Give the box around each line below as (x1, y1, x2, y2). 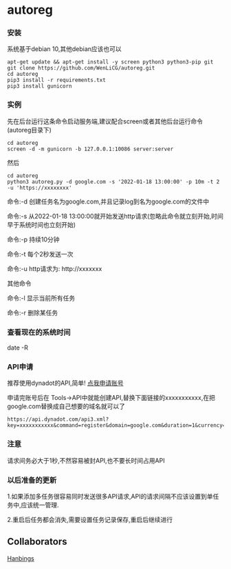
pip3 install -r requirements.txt (7, 77, 107, 84)
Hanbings (7, 554, 34, 562)
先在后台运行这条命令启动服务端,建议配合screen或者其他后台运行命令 (7, 117, 203, 126)
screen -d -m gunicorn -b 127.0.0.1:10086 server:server (7, 146, 174, 152)
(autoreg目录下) (7, 126, 52, 134)
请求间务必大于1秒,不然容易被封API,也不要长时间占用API (7, 456, 165, 464)
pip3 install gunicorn (7, 83, 72, 90)
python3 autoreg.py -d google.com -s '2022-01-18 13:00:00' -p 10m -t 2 (7, 178, 220, 185)
